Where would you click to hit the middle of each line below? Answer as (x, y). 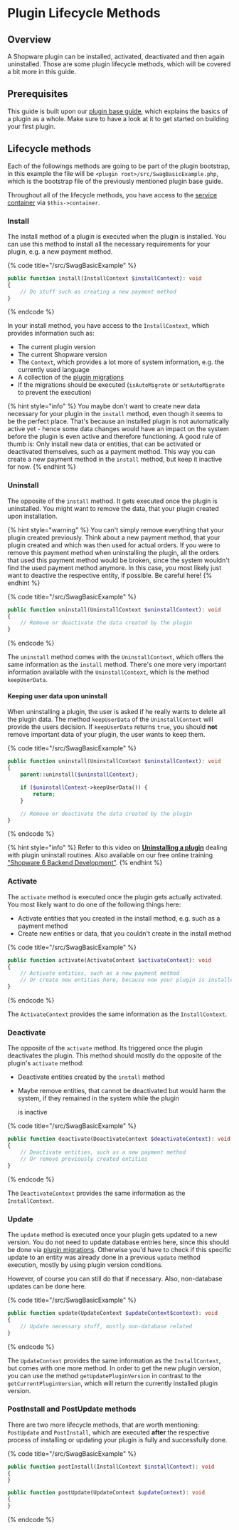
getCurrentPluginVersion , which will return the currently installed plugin (113, 1383)
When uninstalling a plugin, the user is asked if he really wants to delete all (117, 712)
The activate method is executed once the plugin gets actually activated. (115, 896)
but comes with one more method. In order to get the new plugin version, (115, 1368)
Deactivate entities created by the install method (91, 1077)
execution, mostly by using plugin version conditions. (85, 1265)
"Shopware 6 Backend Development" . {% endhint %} (85, 863)
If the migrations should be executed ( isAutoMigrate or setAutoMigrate (121, 385)
